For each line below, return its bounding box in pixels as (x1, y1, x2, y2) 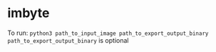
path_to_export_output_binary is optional (7, 36, 129, 44)
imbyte (7, 5, 50, 21)
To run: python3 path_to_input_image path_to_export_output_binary (7, 28, 209, 37)
